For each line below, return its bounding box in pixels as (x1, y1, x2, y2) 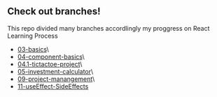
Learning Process (7, 31, 58, 40)
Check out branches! (7, 6, 101, 17)
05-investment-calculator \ (17, 67, 94, 75)
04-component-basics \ (17, 52, 85, 61)
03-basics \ (17, 45, 49, 53)
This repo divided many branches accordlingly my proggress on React (7, 24, 210, 32)
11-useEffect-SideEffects (17, 82, 89, 90)
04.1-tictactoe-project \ (17, 59, 83, 68)
